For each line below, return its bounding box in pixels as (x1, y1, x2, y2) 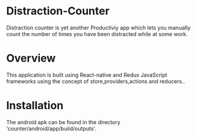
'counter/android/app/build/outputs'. (6, 125, 96, 132)
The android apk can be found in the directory (6, 118, 120, 125)
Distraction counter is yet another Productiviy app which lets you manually (6, 24, 191, 31)
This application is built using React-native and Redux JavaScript (6, 71, 167, 79)
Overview (6, 52, 56, 65)
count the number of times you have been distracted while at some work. (6, 30, 188, 37)
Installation (6, 99, 64, 112)
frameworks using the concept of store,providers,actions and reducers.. (6, 77, 186, 85)
